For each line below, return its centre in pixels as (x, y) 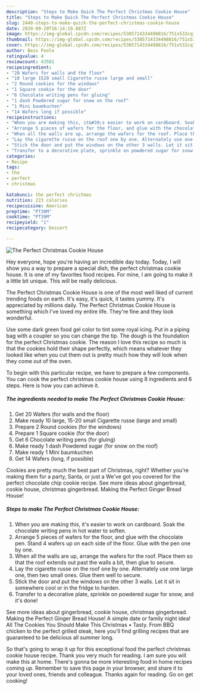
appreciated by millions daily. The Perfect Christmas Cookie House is (91, 305)
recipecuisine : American (37, 206)
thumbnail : (20, 39)
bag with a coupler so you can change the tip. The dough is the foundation (98, 336)
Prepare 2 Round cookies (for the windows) (68, 427)
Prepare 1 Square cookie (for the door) (62, 433)
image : (14, 34)
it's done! (26, 600)
